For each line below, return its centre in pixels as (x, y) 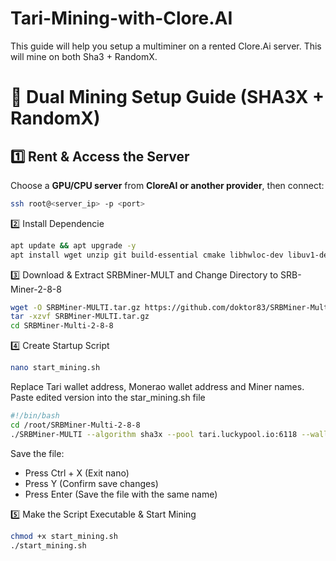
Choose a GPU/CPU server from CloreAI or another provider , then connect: (167, 185)
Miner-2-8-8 (36, 289)
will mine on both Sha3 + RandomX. (84, 56)
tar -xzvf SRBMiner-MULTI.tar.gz (80, 317)
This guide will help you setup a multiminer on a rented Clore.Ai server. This (166, 46)
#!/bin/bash (35, 416)
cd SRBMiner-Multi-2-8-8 (62, 326)
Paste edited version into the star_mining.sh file (108, 398)
